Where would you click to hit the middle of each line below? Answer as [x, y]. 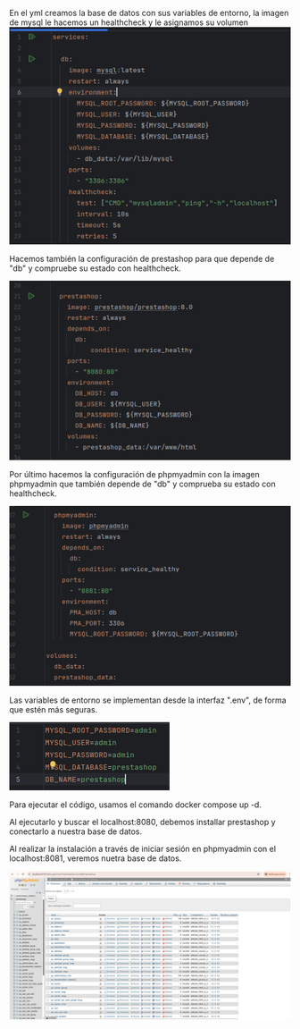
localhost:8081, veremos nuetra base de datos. [96, 858]
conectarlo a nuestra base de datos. [76, 831]
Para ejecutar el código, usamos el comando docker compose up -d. [135, 805]
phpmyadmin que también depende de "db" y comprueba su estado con [142, 484]
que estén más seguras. [54, 709]
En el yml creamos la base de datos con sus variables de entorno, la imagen [149, 13]
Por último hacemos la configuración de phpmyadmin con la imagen [135, 475]
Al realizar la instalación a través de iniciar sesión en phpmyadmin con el [143, 848]
